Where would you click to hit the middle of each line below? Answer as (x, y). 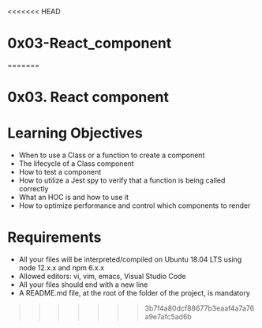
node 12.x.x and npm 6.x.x (61, 268)
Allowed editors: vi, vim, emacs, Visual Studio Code (102, 276)
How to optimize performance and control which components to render (135, 205)
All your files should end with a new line (83, 285)
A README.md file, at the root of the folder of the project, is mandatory (134, 293)
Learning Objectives (75, 133)
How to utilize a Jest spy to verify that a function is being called (122, 180)
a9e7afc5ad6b (168, 317)
